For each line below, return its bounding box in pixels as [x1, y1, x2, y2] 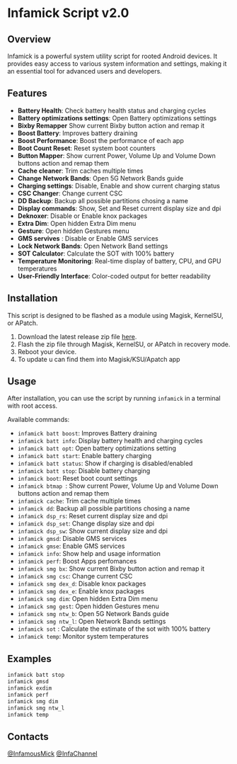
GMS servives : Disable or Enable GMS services [17, 234, 159, 242]
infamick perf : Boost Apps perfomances [17, 557, 137, 566]
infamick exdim [7, 685, 52, 692]
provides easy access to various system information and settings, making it [7, 59, 227, 68]
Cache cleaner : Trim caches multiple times [17, 166, 144, 175]
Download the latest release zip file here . [17, 332, 137, 341]
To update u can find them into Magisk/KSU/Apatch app [17, 355, 180, 363]
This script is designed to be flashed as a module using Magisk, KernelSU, [7, 311, 224, 319]
